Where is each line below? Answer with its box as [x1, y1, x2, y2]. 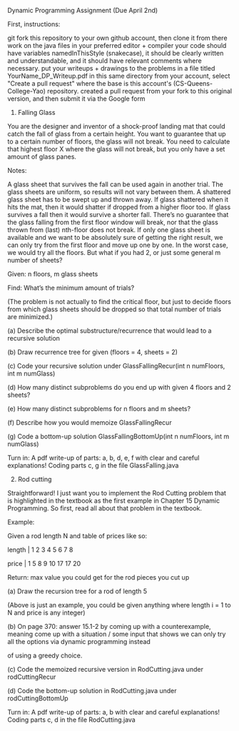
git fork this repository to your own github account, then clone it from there [7, 34, 228, 42]
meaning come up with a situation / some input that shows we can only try [7, 630, 226, 638]
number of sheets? [7, 256, 63, 264]
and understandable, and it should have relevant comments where [7, 56, 202, 65]
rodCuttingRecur [7, 672, 56, 681]
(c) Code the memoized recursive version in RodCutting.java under [7, 665, 203, 673]
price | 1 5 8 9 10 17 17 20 [7, 560, 81, 568]
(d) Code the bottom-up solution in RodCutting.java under [7, 687, 177, 695]
